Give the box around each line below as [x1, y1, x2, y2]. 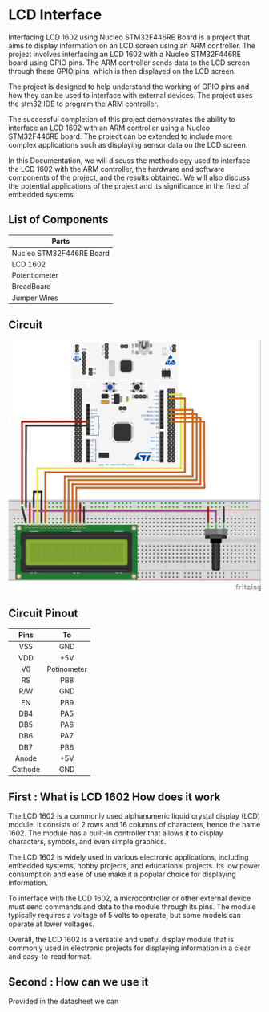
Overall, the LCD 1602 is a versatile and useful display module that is [8, 935, 235, 945]
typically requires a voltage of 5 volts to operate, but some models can [8, 911, 242, 921]
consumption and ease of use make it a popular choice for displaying [8, 869, 236, 880]
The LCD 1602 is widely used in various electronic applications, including [8, 852, 250, 862]
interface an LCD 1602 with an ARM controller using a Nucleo [8, 123, 211, 132]
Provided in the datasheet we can [8, 997, 119, 1006]
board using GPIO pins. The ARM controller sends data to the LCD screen [8, 58, 251, 67]
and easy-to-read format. [8, 952, 92, 961]
